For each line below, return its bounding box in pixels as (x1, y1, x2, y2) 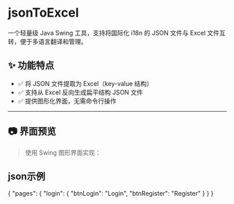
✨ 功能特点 (8, 60, 55, 71)
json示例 (8, 170, 46, 182)
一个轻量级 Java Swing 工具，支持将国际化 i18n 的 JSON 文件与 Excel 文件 (8, 28, 219, 37)
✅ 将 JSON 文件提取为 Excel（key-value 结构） (17, 79, 153, 87)
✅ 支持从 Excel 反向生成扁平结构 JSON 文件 (17, 88, 143, 96)
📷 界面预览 (8, 126, 56, 137)
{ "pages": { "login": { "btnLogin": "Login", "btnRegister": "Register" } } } (8, 189, 214, 198)
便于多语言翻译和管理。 (19, 37, 87, 46)
